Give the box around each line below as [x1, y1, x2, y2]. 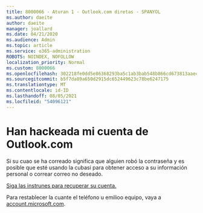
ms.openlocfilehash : [6, 71, 59, 77]
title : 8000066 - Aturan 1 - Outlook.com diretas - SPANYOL [6, 8, 161, 15]
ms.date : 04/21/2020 [6, 31, 59, 37]
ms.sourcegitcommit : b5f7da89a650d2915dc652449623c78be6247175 [6, 76, 169, 82]
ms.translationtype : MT [6, 82, 66, 88]
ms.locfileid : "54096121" [6, 98, 71, 104]
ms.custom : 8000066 [6, 65, 56, 71]
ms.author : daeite [6, 14, 53, 21]
